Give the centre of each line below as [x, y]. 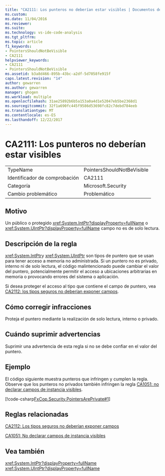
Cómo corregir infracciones [48, 307]
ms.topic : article [24, 42]
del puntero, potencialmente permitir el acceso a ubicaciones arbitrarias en [81, 271]
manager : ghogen [22, 92]
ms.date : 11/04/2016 [26, 19]
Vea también [25, 451]
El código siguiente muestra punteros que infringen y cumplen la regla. [77, 379]
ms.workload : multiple [28, 97]
